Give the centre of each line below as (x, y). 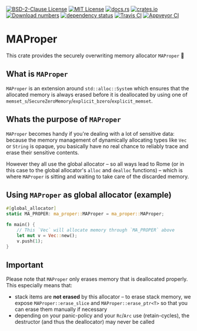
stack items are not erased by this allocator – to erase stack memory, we (103, 297)
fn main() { (21, 225)
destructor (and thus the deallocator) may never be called (84, 322)
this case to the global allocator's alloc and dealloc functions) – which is (95, 170)
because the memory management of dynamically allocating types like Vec (96, 140)
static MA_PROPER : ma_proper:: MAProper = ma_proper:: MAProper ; (85, 214)
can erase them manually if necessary (61, 309)
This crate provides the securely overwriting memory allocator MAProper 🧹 (95, 55)
